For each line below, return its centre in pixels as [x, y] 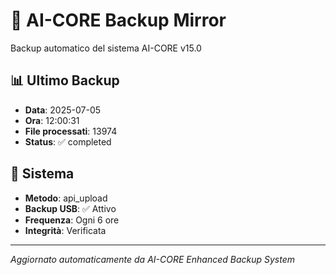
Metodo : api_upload [66, 198]
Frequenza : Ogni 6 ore [72, 220]
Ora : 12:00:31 [52, 120]
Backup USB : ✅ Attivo [70, 208]
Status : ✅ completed [68, 141]
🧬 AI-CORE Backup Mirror [118, 20]
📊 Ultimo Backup [65, 80]
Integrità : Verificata [65, 230]
